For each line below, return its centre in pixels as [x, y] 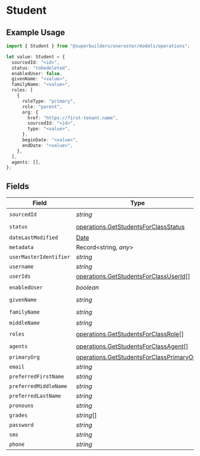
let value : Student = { [36, 57]
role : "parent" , [42, 107]
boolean [87, 287]
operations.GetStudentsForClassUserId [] [133, 277]
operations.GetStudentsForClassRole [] [130, 334]
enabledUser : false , [37, 73]
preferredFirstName [37, 377]
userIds [20, 277]
